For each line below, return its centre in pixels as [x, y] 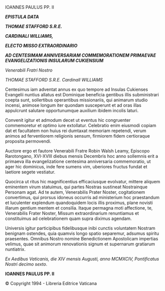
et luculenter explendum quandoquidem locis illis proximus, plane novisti [79, 203]
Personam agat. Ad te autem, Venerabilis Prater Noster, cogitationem [75, 192]
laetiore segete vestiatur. [30, 172]
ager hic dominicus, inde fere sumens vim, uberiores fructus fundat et [76, 167]
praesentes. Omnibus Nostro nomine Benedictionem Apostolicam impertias [82, 239]
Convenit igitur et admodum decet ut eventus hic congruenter [68, 120]
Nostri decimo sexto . [26, 264]
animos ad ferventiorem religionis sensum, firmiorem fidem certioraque [78, 136]
